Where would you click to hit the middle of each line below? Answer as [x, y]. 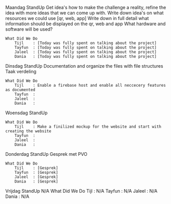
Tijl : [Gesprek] [36, 168]
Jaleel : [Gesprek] [36, 177]
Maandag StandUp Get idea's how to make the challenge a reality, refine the [86, 7]
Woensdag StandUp [26, 113]
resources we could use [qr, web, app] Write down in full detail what [77, 18]
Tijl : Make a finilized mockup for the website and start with [88, 127]
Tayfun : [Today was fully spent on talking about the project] [86, 48]
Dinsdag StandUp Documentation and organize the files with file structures [84, 66]
